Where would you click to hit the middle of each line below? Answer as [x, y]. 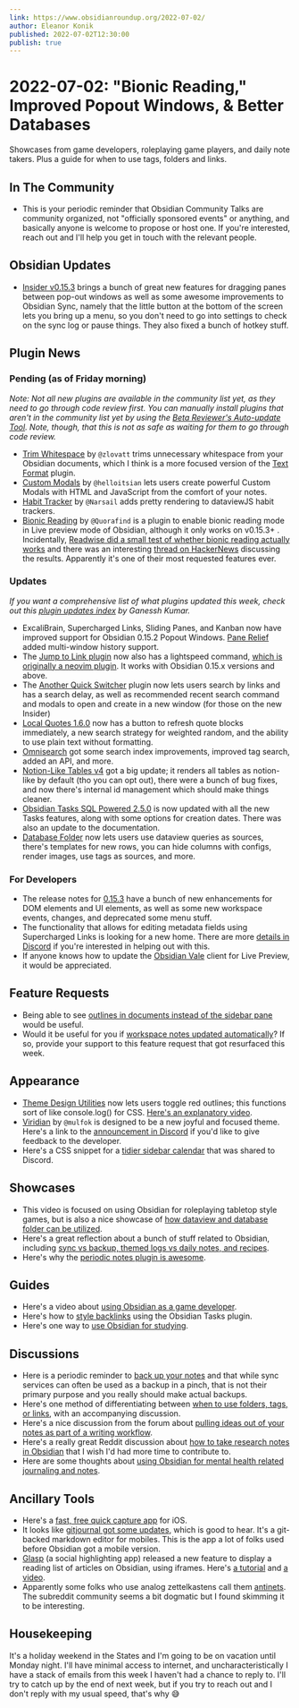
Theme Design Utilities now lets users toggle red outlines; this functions [154, 1103]
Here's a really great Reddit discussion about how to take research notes [156, 1442]
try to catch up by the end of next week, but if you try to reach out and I [141, 1684]
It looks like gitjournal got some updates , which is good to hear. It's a [148, 1529]
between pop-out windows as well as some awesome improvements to [153, 296]
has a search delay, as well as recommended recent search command [150, 694]
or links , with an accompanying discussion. [101, 1413]
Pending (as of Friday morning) [78, 379]
